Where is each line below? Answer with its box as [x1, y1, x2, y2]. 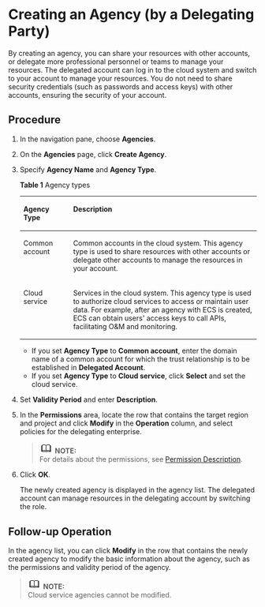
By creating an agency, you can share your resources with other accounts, [8, 48, 251, 58]
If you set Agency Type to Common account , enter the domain [31, 346, 238, 356]
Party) [8, 22, 50, 40]
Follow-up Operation [8, 525, 112, 538]
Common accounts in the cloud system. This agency [73, 238, 243, 248]
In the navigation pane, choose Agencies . [19, 134, 156, 144]
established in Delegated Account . [31, 363, 146, 373]
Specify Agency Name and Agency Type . [19, 164, 157, 174]
